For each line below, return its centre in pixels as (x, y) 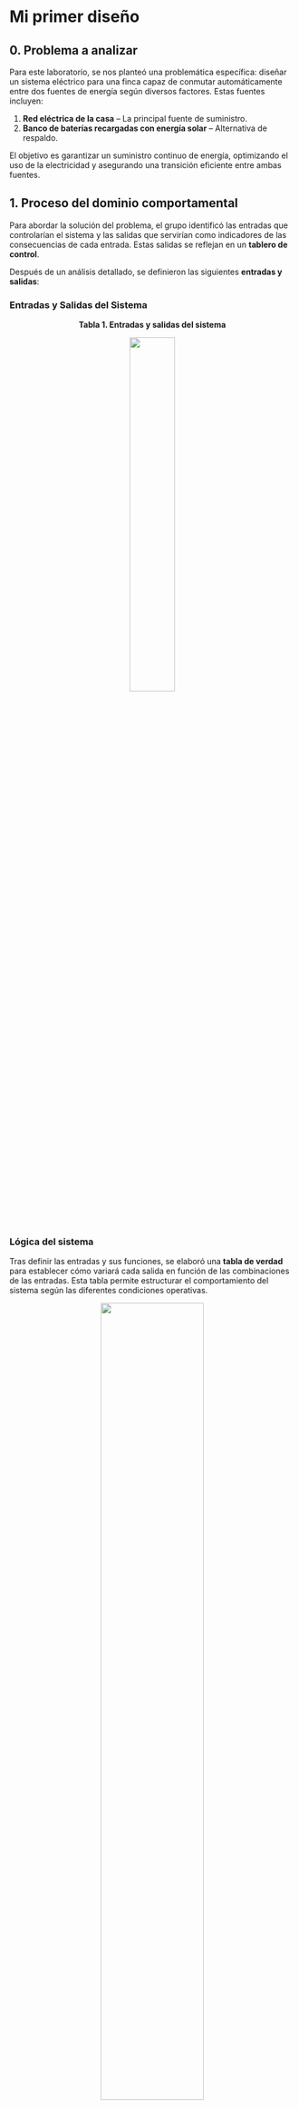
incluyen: (26, 101)
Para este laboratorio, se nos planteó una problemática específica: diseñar (148, 72)
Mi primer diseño (75, 17)
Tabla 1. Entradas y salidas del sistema (152, 325)
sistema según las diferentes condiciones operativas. (109, 1291)
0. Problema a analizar (73, 50)
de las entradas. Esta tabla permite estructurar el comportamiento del (139, 1281)
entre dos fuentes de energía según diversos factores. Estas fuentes (137, 91)
